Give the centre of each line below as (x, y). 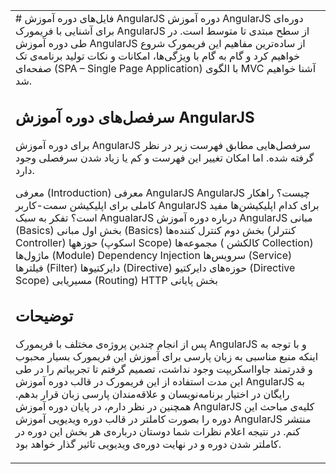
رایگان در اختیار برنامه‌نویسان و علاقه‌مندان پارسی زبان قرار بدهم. (152, 394)
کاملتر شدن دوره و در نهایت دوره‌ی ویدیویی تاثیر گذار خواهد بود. (148, 444)
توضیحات (44, 316)
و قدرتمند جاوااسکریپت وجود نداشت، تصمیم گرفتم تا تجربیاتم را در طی (164, 369)
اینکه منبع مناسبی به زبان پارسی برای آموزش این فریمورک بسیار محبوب (167, 356)
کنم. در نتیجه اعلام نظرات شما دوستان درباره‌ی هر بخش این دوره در (158, 431)
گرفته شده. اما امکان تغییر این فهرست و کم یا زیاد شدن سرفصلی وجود (165, 157)
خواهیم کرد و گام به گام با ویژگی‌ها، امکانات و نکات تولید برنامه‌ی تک (158, 56)
